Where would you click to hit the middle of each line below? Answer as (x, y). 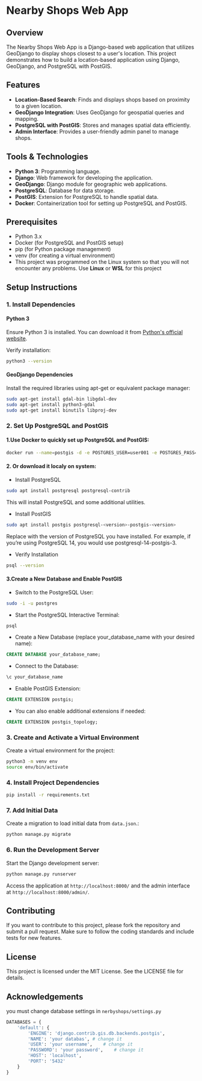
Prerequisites (32, 222)
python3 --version (29, 361)
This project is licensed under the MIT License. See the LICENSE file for (95, 972)
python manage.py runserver (41, 874)
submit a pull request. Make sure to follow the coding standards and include (100, 931)
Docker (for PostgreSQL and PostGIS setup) (69, 243)
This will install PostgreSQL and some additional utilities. (76, 502)
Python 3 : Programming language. (58, 171)
